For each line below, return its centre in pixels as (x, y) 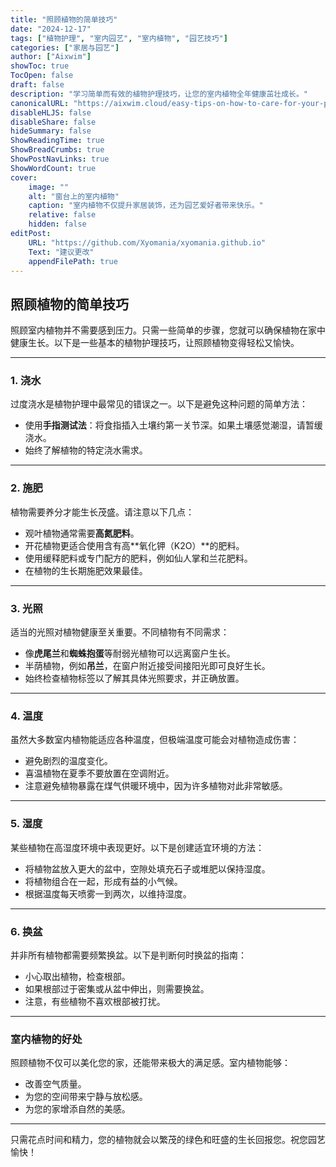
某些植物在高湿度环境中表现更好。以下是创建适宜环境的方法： (137, 847)
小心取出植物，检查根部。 (77, 976)
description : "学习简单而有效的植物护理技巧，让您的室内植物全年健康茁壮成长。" (159, 94)
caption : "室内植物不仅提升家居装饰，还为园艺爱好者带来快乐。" (146, 206)
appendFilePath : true (73, 261)
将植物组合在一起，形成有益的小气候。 (103, 881)
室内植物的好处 (46, 1039)
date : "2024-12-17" (51, 29)
